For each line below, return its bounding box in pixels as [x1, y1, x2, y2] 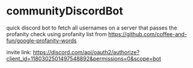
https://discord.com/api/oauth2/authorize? [32, 48, 140, 55]
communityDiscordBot [6, 4, 124, 18]
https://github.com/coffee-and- [108, 30, 188, 37]
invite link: [6, 48, 32, 55]
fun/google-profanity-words [6, 37, 77, 44]
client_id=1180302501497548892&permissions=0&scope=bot [6, 55, 161, 62]
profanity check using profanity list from [6, 30, 107, 37]
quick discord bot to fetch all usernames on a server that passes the [6, 24, 178, 31]
